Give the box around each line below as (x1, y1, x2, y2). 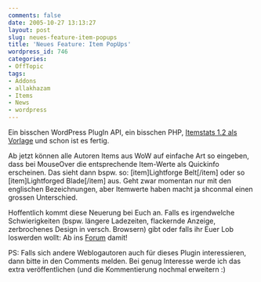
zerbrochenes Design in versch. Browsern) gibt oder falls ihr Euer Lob (8, 225, 234, 233)
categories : (8, 56, 47, 63)
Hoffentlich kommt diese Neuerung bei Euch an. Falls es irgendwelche (8, 208, 235, 217)
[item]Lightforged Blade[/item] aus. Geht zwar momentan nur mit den (8, 176, 232, 185)
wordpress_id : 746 (8, 48, 68, 56)
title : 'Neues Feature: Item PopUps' (8, 41, 132, 49)
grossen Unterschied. (8, 193, 78, 202)
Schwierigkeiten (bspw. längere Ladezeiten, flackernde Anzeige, (8, 216, 216, 226)
